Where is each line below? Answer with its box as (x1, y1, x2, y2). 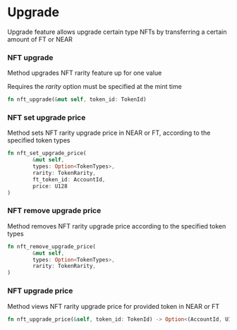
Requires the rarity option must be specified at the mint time (7, 82, 182, 91)
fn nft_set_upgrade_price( (7, 149, 87, 157)
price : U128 (32, 183, 68, 190)
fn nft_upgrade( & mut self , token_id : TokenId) (7, 96, 147, 103)
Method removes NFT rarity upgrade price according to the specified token (7, 221, 226, 230)
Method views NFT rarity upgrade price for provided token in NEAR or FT (7, 302, 220, 310)
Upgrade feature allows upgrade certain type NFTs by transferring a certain (7, 28, 227, 36)
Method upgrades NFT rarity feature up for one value (7, 68, 162, 78)
